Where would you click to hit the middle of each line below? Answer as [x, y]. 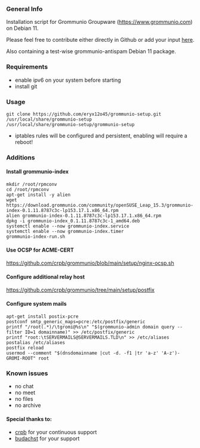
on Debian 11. [22, 28]
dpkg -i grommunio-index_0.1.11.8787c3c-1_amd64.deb [73, 221]
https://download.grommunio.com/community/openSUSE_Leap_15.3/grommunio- [100, 205]
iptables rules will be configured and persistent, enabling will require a [101, 136]
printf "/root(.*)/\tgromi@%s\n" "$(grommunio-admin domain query [90, 327]
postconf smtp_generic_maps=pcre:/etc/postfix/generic [76, 321]
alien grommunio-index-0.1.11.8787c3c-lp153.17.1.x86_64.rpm [84, 216]
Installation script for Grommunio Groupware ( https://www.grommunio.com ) [99, 22]
